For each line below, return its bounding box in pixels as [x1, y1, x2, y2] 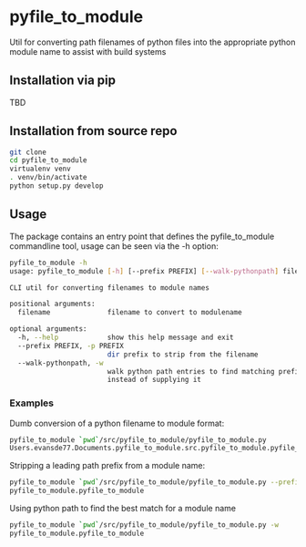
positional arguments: [9, 299, 96, 309]
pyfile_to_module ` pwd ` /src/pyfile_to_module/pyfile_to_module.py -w [9, 521, 280, 530]
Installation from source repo [9, 123, 178, 139]
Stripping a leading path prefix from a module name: [9, 460, 206, 471]
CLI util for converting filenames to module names [9, 283, 209, 293]
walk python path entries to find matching [107, 366, 275, 376]
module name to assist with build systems [9, 46, 167, 57]
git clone [9, 148, 47, 157]
